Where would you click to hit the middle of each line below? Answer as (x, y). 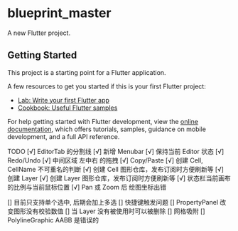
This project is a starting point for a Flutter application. (87, 72)
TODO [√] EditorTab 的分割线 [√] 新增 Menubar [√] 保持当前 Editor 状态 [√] (116, 151)
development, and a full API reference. (64, 136)
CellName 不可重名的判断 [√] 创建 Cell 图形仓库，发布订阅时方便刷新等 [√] (115, 169)
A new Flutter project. (39, 33)
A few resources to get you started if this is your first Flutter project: (107, 86)
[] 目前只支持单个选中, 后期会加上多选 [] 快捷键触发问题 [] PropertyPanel (113, 202)
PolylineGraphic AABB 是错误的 (53, 220)
